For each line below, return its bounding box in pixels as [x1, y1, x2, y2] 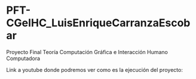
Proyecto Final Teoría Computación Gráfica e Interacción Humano [6, 48, 169, 55]
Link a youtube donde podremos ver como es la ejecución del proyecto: [6, 66, 183, 73]
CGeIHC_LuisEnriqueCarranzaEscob [6, 16, 191, 30]
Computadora [6, 55, 41, 62]
